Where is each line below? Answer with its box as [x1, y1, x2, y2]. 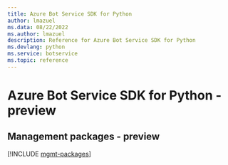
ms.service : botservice [7, 50, 78, 58]
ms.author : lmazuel [7, 30, 66, 38]
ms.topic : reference [7, 57, 69, 64]
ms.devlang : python [7, 43, 66, 50]
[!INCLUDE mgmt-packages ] [7, 149, 91, 158]
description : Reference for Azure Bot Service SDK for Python [7, 37, 196, 44]
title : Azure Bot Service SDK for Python [7, 10, 133, 18]
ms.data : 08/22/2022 [7, 23, 69, 31]
